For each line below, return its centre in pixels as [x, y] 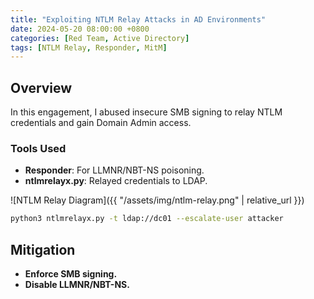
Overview [41, 87]
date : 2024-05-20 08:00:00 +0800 [80, 29]
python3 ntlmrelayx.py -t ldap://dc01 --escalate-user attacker [147, 219]
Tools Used [38, 148]
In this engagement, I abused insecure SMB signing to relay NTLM [146, 112]
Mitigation [43, 249]
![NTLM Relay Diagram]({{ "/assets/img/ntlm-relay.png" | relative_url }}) [157, 200]
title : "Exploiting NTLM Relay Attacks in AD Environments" [138, 19]
